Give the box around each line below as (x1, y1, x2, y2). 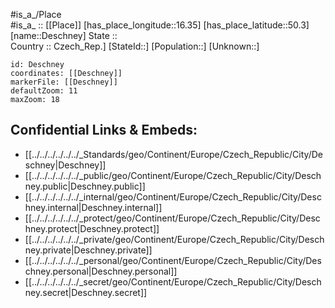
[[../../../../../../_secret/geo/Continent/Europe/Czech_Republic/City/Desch (24, 275, 322, 288)
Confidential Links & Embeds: (10, 122, 198, 139)
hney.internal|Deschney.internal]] (24, 201, 163, 213)
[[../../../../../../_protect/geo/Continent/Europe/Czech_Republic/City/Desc (24, 212, 321, 224)
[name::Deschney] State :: (10, 30, 118, 41)
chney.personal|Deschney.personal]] (24, 265, 178, 277)
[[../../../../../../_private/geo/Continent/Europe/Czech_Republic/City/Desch (24, 233, 325, 245)
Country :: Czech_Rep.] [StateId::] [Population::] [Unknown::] (10, 40, 260, 52)
